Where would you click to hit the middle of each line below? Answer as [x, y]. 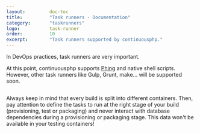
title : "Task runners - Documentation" [68, 17]
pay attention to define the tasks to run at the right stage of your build [93, 105]
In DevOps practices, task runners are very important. [73, 57]
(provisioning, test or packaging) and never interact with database [88, 111]
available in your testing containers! [50, 124]
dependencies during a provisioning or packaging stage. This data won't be [100, 117]
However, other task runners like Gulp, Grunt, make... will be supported [94, 75]
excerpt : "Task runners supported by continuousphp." [85, 40]
